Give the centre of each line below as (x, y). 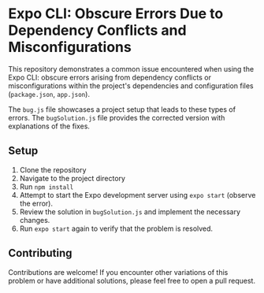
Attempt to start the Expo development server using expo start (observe (138, 195)
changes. (35, 220)
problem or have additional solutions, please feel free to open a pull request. (132, 280)
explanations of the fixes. (49, 126)
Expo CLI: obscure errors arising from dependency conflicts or (110, 77)
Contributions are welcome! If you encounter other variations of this (118, 272)
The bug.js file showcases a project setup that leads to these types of (122, 109)
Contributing (40, 253)
